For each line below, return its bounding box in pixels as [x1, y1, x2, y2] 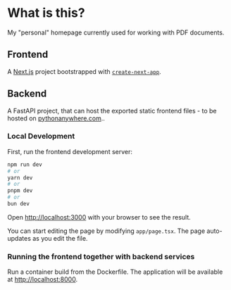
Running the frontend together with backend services [7, 251, 195, 261]
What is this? [7, 5, 86, 21]
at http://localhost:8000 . [7, 275, 78, 284]
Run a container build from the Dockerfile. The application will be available [7, 267, 223, 276]
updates [7, 234, 32, 242]
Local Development [7, 132, 75, 141]
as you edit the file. [32, 234, 88, 242]
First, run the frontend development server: [7, 147, 132, 156]
